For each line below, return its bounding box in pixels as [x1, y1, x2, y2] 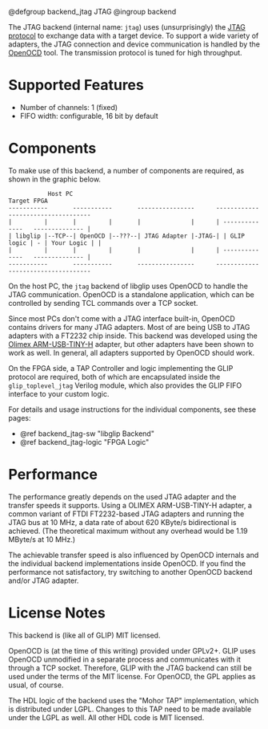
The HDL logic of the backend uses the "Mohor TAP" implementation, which [8, 695, 259, 705]
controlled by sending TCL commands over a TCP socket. [8, 298, 198, 307]
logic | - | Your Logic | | [8, 238, 102, 247]
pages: [8, 413, 31, 422]
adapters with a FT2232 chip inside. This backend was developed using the [8, 331, 258, 340]
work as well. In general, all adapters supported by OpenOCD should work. [8, 348, 254, 357]
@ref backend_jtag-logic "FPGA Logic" [19, 437, 150, 446]
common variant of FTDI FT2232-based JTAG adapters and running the [8, 509, 245, 519]
